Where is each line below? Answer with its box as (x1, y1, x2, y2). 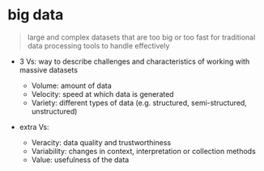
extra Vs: (19, 122, 49, 131)
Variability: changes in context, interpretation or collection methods (31, 146, 256, 156)
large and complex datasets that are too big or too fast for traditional (27, 32, 256, 42)
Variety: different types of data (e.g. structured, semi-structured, (31, 98, 248, 107)
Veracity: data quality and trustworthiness (31, 137, 172, 147)
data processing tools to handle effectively (27, 40, 170, 50)
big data (7, 6, 64, 24)
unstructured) (31, 106, 78, 116)
